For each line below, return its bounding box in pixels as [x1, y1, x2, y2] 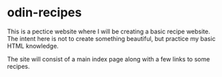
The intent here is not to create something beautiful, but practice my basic [7, 34, 216, 42]
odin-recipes [7, 5, 82, 20]
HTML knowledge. [7, 42, 59, 50]
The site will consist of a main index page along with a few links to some [7, 55, 210, 63]
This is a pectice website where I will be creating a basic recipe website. [7, 27, 210, 35]
